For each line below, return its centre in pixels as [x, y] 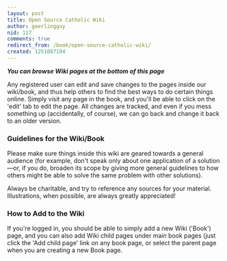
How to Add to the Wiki [46, 214]
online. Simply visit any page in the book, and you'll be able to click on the [111, 99]
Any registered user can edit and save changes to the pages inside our [107, 84]
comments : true [29, 39]
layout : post [26, 13]
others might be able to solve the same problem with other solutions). [105, 175]
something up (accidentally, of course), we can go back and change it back [113, 113]
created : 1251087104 [37, 52]
